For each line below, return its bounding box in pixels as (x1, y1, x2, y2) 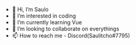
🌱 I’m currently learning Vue (12, 19, 82, 26)
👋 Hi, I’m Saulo (12, 6, 49, 13)
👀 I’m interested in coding (12, 12, 76, 19)
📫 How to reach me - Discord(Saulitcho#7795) (12, 32, 131, 39)
